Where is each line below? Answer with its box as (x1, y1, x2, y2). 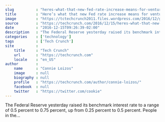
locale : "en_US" (14, 57, 56, 62)
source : (5, 20, 38, 26)
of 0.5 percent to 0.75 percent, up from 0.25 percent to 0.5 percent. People (5, 107, 157, 113)
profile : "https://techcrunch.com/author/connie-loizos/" (14, 80, 141, 84)
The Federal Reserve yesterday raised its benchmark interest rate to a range (5, 102, 160, 108)
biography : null (14, 75, 50, 80)
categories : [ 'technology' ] (5, 35, 71, 40)
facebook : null (14, 84, 50, 89)
